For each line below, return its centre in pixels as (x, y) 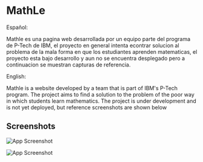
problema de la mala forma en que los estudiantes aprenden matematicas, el (102, 51)
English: (16, 76)
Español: (17, 27)
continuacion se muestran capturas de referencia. (68, 65)
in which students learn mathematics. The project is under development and (101, 101)
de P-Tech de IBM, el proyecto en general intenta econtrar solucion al (93, 45)
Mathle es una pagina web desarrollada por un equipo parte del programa (98, 39)
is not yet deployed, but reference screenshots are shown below (87, 107)
